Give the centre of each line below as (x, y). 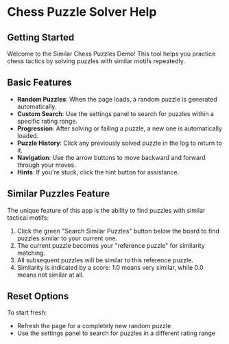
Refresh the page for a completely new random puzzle (94, 326)
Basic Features (39, 83)
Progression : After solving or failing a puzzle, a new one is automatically (120, 128)
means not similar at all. (50, 275)
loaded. (28, 135)
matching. (31, 253)
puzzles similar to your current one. (67, 238)
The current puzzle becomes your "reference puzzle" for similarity (111, 245)
